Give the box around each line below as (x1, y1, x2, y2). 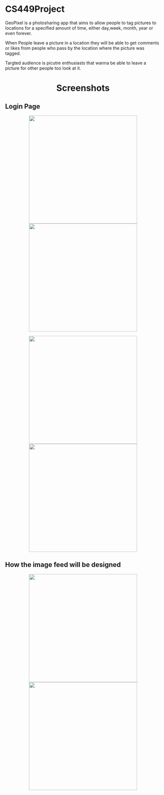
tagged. (5, 50, 21, 56)
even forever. (5, 30, 32, 36)
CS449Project (5, 3, 65, 15)
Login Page (5, 102, 41, 111)
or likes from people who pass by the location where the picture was (5, 45, 145, 51)
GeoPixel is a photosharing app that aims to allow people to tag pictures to (5, 20, 157, 26)
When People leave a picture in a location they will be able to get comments (5, 40, 160, 45)
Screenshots (56, 82, 110, 94)
